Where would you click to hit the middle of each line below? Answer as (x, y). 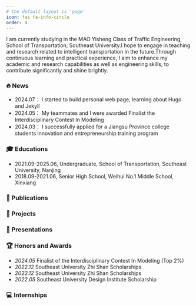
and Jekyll (27, 106)
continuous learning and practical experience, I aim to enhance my (87, 58)
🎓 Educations (27, 149)
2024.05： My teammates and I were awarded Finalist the (85, 113)
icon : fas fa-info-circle (38, 17)
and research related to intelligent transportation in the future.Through (91, 52)
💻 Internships (27, 295)
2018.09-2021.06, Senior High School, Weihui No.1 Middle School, (94, 176)
